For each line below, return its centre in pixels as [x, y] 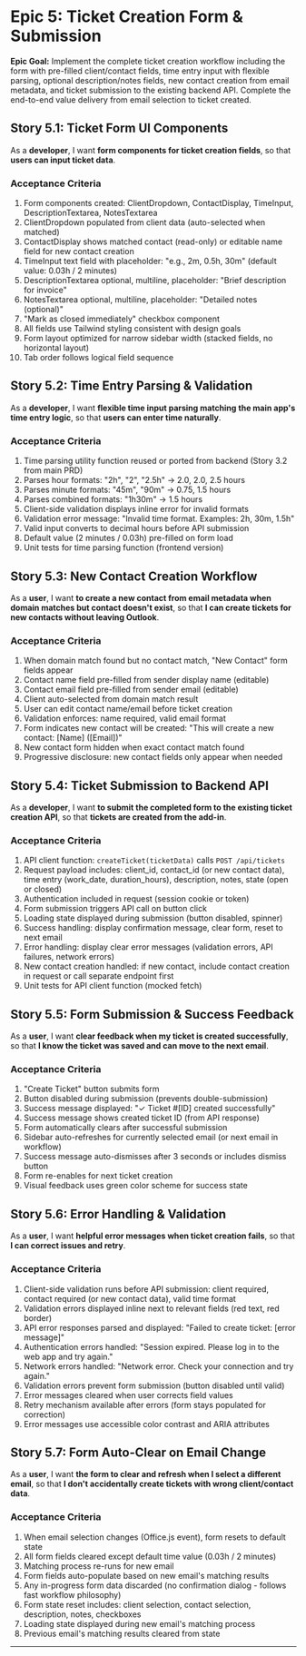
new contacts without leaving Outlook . [85, 617]
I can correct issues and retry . [68, 1246]
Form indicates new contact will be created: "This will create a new [149, 728]
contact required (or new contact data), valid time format [130, 1298]
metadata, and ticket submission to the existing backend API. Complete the [151, 90]
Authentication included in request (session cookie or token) [136, 899]
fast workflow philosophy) [72, 1594]
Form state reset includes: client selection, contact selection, [137, 1604]
